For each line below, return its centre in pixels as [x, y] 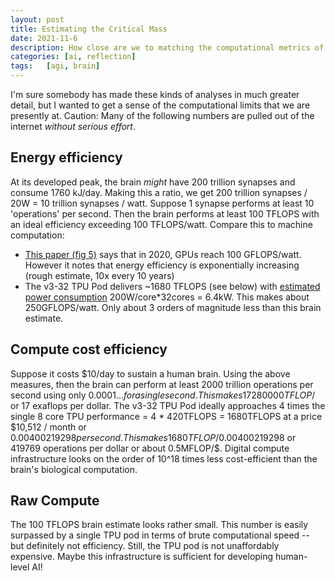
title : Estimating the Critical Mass [89, 29]
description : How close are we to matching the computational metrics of [167, 47]
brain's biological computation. [74, 469]
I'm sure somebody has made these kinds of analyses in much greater [155, 94]
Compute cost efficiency [89, 349]
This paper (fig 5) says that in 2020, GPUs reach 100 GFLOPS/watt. [163, 254]
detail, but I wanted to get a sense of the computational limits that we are [160, 105]
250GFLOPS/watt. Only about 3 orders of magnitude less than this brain [173, 307]
